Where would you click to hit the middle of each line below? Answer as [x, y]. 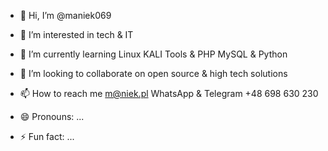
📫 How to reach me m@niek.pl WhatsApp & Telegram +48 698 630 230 [169, 93]
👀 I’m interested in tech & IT [76, 34]
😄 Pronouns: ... [52, 116]
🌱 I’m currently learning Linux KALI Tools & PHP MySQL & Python [153, 54]
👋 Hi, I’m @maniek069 [65, 15]
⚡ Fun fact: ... [47, 136]
